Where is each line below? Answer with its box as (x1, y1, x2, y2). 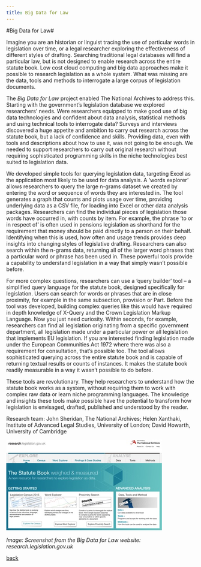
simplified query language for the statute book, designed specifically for (6, 283, 185, 291)
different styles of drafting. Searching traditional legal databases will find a (6, 51, 190, 58)
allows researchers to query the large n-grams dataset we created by (6, 183, 178, 190)
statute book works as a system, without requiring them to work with (6, 384, 176, 391)
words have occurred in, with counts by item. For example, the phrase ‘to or (6, 215, 193, 222)
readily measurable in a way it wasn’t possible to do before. (6, 366, 154, 373)
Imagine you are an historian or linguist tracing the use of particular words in (6, 38, 195, 46)
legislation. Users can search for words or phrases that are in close (6, 289, 172, 297)
